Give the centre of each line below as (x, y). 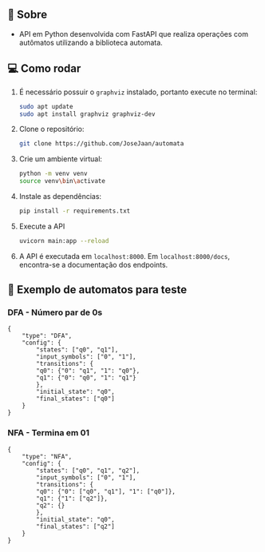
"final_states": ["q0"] (75, 399)
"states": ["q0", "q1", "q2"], (88, 471)
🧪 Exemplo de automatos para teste (97, 290)
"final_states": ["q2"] (75, 526)
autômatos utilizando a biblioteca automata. (91, 42)
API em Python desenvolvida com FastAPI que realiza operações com (134, 34)
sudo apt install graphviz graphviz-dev (87, 114)
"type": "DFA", (47, 336)
